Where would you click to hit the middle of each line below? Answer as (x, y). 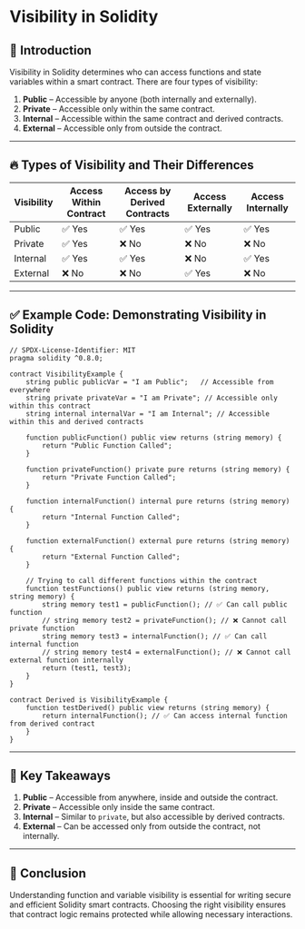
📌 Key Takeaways (60, 776)
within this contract (50, 406)
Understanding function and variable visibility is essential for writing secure (151, 895)
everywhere (30, 390)
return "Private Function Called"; (109, 477)
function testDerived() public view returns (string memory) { (148, 707)
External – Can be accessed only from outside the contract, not (142, 826)
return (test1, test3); (87, 668)
